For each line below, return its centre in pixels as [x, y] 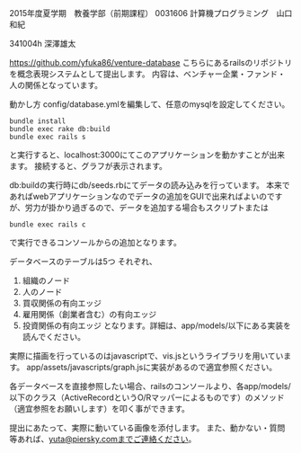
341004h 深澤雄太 [43, 44]
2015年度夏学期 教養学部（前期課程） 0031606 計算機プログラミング [139, 13]
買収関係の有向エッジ [62, 303]
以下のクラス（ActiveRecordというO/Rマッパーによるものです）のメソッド [147, 397]
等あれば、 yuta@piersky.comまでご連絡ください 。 [103, 439]
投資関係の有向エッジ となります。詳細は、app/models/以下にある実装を [157, 325]
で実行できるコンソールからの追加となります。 [95, 242]
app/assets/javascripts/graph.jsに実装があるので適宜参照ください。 [151, 367]
